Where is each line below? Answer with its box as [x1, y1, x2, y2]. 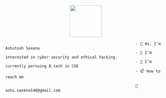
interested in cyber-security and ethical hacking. [5, 55, 117, 60]
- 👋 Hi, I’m [135, 41, 161, 46]
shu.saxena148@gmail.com [5, 88, 60, 93]
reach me [5, 75, 24, 80]
